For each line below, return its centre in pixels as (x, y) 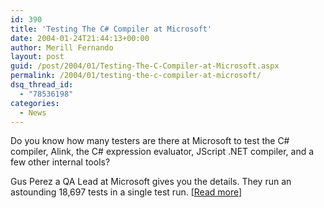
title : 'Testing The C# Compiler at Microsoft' (111, 29)
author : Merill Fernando (62, 47)
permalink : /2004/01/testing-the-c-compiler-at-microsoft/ (136, 76)
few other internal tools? (60, 162)
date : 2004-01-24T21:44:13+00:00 (80, 38)
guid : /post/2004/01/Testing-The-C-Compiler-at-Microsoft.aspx (145, 66)
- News (33, 112)
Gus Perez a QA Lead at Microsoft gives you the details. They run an (151, 182)
